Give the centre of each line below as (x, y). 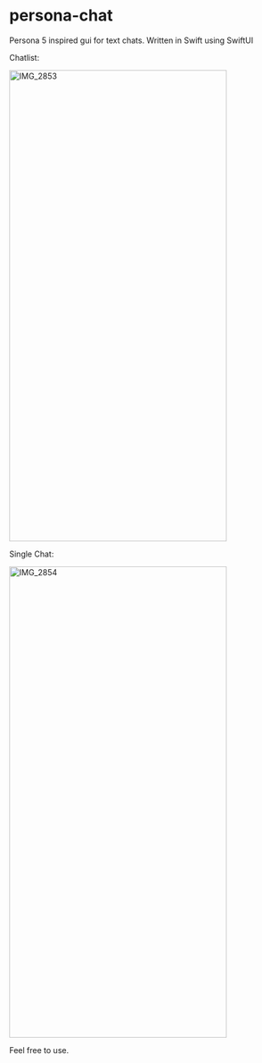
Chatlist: (25, 57)
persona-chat (61, 16)
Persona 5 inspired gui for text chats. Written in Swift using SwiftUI (131, 40)
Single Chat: (32, 554)
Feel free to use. (39, 1050)
